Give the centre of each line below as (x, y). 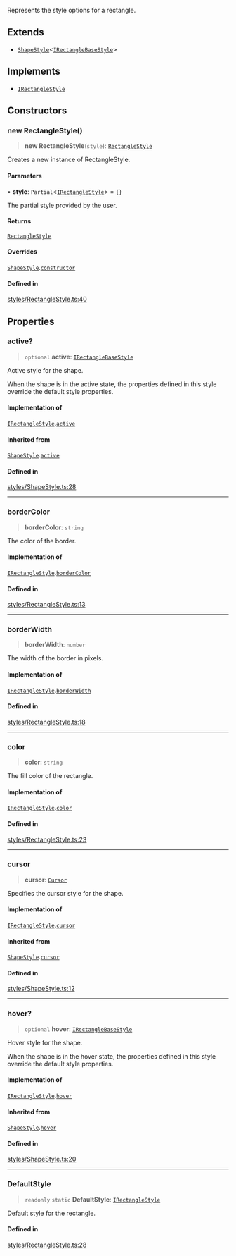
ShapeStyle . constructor (41, 267)
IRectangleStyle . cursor (41, 925)
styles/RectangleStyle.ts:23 (47, 839)
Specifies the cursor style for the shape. (65, 893)
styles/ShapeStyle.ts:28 (42, 487)
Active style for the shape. (45, 370)
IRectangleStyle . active (41, 424)
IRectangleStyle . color (40, 808)
